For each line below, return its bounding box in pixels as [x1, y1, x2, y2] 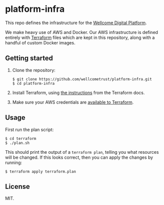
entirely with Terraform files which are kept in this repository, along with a [5, 34, 155, 40]
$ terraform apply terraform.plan [5, 169, 77, 174]
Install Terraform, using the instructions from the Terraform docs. [12, 90, 145, 96]
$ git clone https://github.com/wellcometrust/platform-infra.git [12, 76, 152, 82]
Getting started [5, 54, 53, 63]
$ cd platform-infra [12, 81, 55, 86]
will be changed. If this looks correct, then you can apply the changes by [5, 154, 153, 160]
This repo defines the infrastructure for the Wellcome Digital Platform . [5, 20, 147, 26]
